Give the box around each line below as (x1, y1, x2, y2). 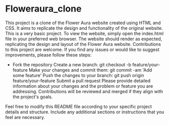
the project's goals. (12, 94, 53, 100)
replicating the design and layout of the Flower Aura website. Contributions (5, 41, 161, 47)
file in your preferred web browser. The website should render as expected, (5, 36, 162, 42)
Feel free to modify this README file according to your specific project (5, 103, 152, 109)
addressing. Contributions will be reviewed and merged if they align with (12, 88, 163, 94)
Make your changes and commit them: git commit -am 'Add (28, 67, 152, 73)
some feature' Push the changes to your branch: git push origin (12, 72, 144, 78)
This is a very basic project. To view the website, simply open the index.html (5, 30, 164, 36)
